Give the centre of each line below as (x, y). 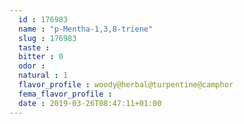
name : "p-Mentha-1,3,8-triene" (86, 29)
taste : (34, 47)
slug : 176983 (47, 38)
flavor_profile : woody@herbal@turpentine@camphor (126, 85)
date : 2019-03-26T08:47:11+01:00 (90, 103)
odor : (32, 66)
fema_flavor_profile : (65, 94)
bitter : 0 (41, 57)
